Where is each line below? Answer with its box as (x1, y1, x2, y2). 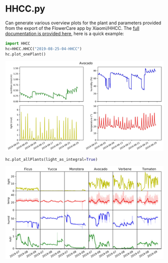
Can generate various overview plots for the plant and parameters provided (5, 20, 161, 26)
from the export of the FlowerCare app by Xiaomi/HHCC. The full (5, 25, 140, 31)
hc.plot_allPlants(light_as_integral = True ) (5, 157, 98, 162)
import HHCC (5, 41, 30, 46)
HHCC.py (5, 3, 45, 15)
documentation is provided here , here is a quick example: (5, 30, 124, 36)
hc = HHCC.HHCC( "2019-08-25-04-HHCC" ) (5, 46, 82, 51)
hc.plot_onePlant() (5, 52, 46, 57)
